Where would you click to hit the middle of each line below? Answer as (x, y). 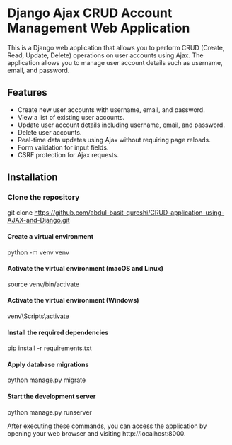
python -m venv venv (38, 252)
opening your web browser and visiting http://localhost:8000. (97, 433)
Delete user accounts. (50, 132)
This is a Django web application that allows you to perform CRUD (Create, (116, 47)
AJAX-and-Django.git (39, 220)
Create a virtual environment (51, 237)
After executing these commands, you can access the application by (107, 426)
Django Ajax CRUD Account (90, 13)
